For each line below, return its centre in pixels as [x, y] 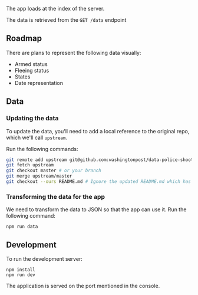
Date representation [39, 83]
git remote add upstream [37, 160]
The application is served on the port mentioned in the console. [83, 286]
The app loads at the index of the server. [55, 9]
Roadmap [24, 39]
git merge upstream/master [39, 176]
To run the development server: [44, 258]
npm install [21, 270]
